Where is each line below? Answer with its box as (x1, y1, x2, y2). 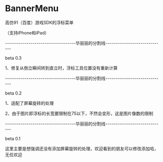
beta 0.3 (5, 55, 22, 61)
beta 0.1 (5, 135, 21, 141)
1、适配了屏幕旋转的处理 (5, 100, 54, 106)
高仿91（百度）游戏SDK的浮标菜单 (5, 19, 74, 25)
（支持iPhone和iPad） (5, 30, 50, 35)
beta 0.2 (5, 90, 22, 96)
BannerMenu (5, 3, 59, 14)
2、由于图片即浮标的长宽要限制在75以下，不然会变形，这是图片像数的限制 (5, 110, 153, 116)
